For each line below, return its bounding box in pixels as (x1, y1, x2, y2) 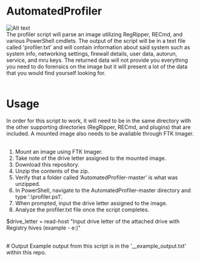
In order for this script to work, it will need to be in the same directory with (6, 117, 192, 124)
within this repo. (6, 248, 47, 256)
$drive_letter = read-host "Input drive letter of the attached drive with (6, 217, 180, 225)
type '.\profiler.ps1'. (15, 193, 63, 200)
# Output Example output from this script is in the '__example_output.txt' (6, 242, 187, 249)
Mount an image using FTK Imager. (15, 148, 103, 155)
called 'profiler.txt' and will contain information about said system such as (6, 44, 190, 51)
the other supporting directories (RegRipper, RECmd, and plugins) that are (6, 123, 191, 131)
